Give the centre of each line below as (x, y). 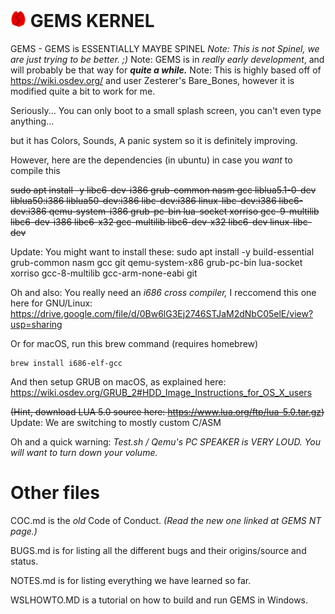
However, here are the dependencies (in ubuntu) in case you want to (151, 160)
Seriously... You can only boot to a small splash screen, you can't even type (166, 110)
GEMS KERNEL (92, 21)
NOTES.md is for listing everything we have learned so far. (131, 580)
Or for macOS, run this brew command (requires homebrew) (134, 343)
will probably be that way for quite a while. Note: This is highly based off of (166, 70)
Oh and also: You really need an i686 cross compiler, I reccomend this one (163, 292)
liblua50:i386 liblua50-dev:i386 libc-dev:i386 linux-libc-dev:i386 (143, 200)
